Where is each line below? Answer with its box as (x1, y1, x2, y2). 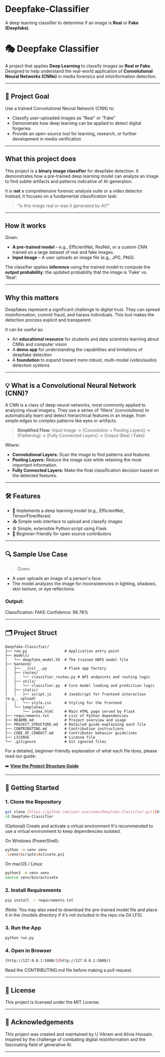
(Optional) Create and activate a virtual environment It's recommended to (5, 823, 153, 829)
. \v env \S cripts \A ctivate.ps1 (5, 852, 65, 857)
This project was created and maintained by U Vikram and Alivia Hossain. (5, 1031, 154, 1037)
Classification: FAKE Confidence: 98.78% (5, 609, 88, 615)
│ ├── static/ (5, 687, 38, 692)
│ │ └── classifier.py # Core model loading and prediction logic (5, 683, 155, 688)
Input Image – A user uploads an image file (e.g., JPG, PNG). (12, 255, 135, 261)
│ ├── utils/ (5, 679, 36, 683)
